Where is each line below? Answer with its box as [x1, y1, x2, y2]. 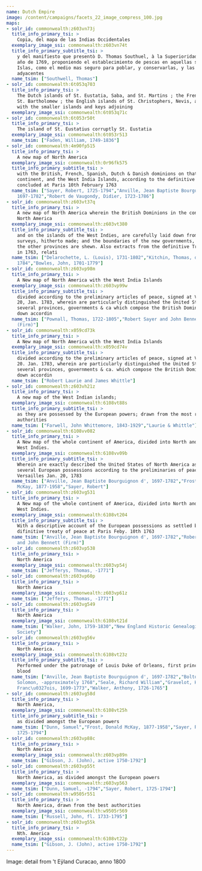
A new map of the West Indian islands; [17, 394, 117, 400]
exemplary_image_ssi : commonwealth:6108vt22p [11, 836, 128, 842]
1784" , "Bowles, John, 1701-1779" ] [17, 260, 103, 266]
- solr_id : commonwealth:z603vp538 [6, 545, 96, 551]
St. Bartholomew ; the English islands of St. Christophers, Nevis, [17, 98, 192, 104]
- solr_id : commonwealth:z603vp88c [6, 735, 96, 741]
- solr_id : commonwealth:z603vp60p [6, 573, 96, 579]
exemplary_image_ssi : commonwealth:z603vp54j [11, 562, 128, 568]
